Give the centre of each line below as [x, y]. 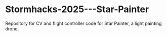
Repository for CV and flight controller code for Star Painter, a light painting [83, 23]
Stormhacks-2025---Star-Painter [77, 9]
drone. [12, 28]
